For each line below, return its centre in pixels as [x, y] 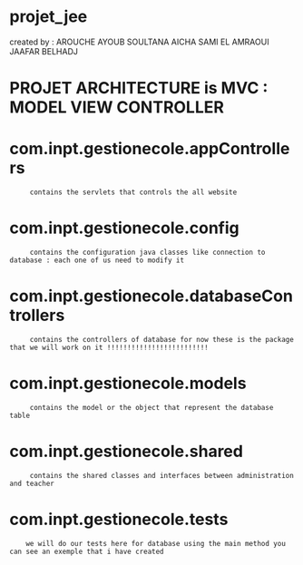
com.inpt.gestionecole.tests [119, 520]
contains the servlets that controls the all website [133, 192]
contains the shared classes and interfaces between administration [162, 475]
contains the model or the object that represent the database [151, 407]
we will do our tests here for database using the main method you [156, 543]
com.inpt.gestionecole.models [128, 384]
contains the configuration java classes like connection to [147, 252]
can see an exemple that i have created [87, 551]
